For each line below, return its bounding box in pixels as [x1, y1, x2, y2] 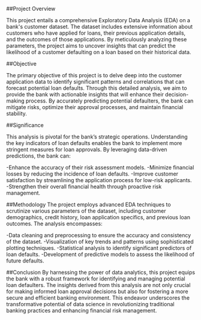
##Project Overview [6, 5, 56, 12]
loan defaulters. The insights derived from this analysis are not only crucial [6, 282, 191, 288]
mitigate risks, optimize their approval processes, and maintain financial [6, 104, 184, 110]
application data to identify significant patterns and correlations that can [6, 78, 185, 85]
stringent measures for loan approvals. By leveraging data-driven [6, 146, 167, 153]
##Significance [6, 122, 44, 128]
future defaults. [6, 257, 44, 264]
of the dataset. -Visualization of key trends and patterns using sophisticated [6, 238, 194, 245]
